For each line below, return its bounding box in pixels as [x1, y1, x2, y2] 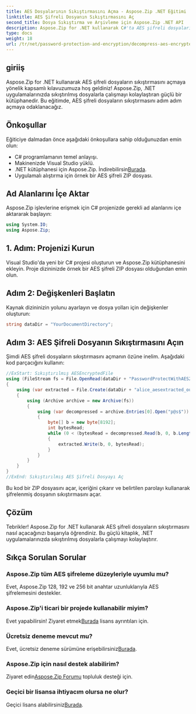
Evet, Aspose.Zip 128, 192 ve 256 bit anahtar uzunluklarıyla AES [6, 583, 159, 591]
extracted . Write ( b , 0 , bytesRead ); [58, 441, 145, 447]
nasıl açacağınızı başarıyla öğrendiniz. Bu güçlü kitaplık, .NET [6, 529, 153, 536]
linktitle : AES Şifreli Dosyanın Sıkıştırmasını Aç [6, 14, 134, 20]
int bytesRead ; [47, 425, 85, 431]
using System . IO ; [6, 222, 48, 228]
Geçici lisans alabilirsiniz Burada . [6, 701, 83, 708]
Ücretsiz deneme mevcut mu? [6, 632, 93, 640]
